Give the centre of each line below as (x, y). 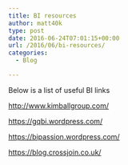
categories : (28, 53)
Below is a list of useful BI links (59, 90)
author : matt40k (35, 23)
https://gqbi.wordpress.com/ (56, 121)
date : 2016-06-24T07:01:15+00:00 (64, 38)
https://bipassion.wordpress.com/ (64, 136)
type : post (26, 30)
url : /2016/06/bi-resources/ (57, 46)
